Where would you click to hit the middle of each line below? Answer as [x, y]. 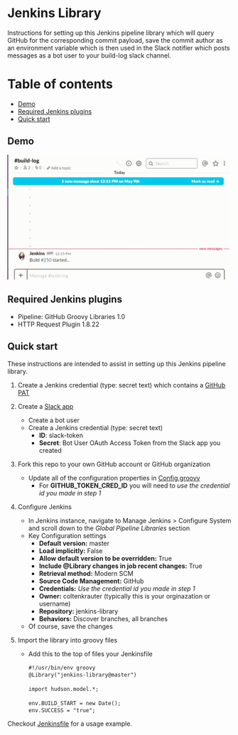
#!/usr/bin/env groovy [62, 667]
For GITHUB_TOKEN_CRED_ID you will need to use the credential [134, 485]
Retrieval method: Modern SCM [86, 573]
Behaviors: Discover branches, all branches [103, 618]
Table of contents [60, 84]
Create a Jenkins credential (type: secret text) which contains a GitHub [121, 385]
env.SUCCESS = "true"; [62, 710]
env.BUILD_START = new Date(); [75, 703]
